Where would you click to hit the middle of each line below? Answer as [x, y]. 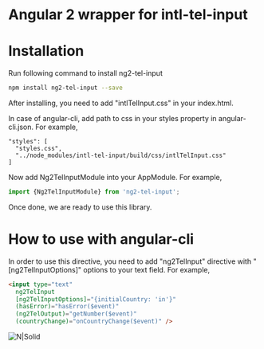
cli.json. [21, 127]
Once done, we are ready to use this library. [80, 207]
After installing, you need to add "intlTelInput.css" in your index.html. [121, 103]
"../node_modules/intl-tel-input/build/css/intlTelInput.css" [121, 155]
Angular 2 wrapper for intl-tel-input [128, 15]
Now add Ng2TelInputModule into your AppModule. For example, [115, 177]
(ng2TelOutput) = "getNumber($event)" [76, 314]
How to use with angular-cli [101, 239]
